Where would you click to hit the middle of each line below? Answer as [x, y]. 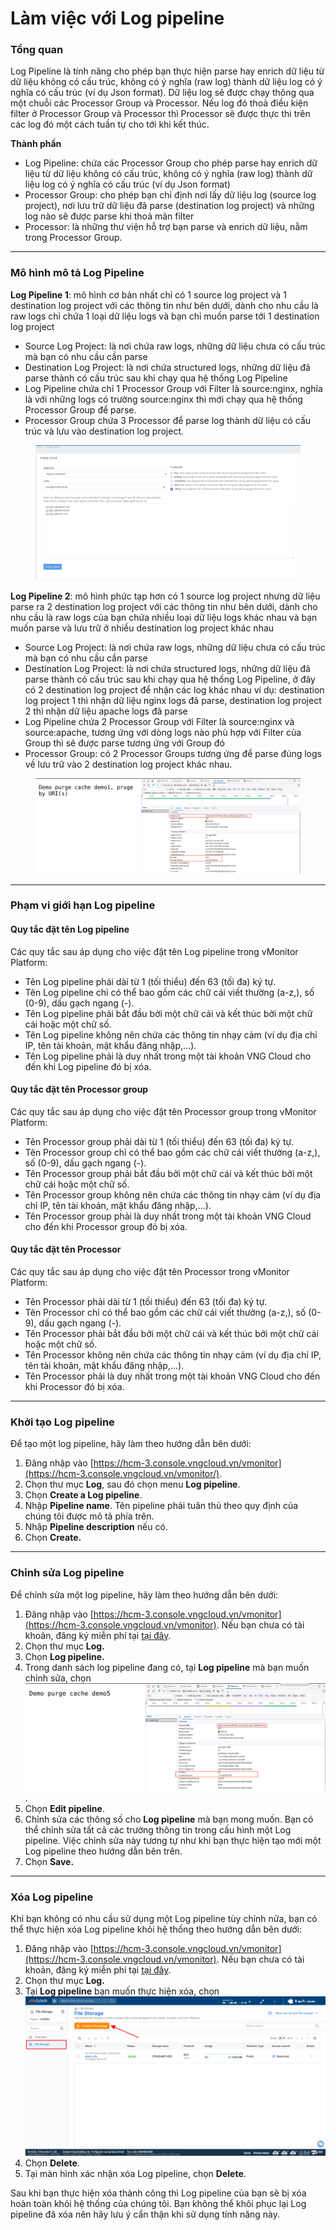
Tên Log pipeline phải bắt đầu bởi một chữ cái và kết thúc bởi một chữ [168, 1013]
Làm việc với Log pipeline [117, 18]
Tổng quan [37, 50]
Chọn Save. [49, 1862]
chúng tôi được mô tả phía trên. [89, 1516]
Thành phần [36, 144]
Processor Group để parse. [80, 409]
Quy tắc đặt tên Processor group [79, 1089]
